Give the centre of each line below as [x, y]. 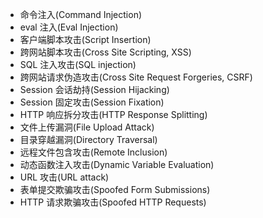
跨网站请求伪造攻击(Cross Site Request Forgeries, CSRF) [136, 77]
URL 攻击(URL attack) [64, 177]
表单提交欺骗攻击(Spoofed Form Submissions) [115, 189]
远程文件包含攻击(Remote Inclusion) [93, 152]
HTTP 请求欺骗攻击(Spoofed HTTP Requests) [113, 202]
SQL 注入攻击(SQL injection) [78, 64]
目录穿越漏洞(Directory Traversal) [88, 139]
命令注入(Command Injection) [81, 14]
